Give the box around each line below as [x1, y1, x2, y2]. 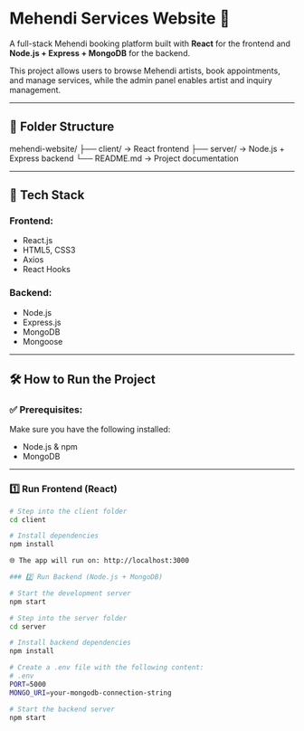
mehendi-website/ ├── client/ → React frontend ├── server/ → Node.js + [9, 143, 285, 154]
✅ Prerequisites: [9, 403, 83, 416]
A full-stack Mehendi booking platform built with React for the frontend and [9, 38, 291, 49]
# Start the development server [9, 588, 131, 598]
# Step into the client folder [9, 507, 128, 516]
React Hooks [22, 264, 71, 275]
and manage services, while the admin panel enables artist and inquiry [9, 74, 273, 85]
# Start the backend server [9, 705, 116, 714]
